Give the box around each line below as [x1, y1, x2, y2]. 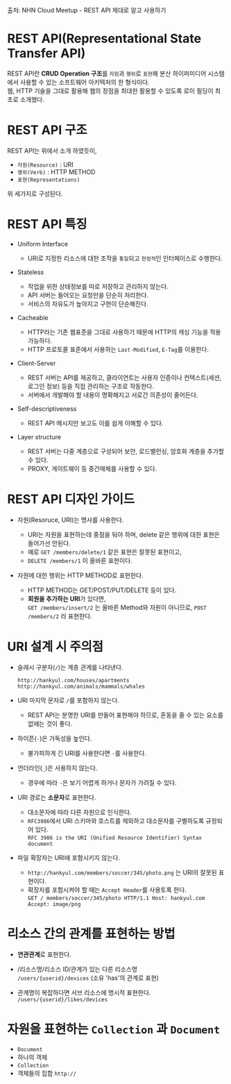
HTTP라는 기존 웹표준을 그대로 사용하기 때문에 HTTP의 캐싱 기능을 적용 [27, 328, 221, 336]
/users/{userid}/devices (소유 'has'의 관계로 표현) [17, 974, 160, 982]
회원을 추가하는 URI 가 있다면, [27, 594, 106, 602]
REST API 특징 [7, 217, 87, 232]
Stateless [17, 268, 44, 276]
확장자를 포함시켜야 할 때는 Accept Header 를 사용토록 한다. [27, 886, 187, 894]
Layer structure [17, 432, 61, 441]
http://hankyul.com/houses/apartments [17, 677, 130, 684]
